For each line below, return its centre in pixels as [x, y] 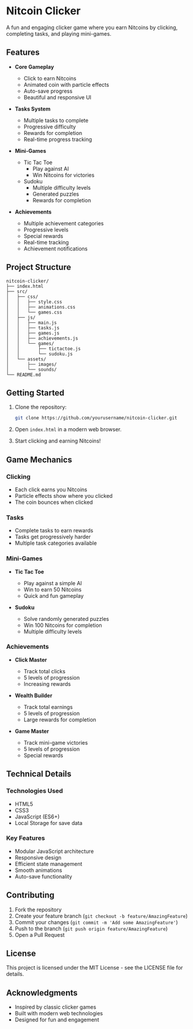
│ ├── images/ [32, 364]
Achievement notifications [56, 249]
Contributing [30, 895]
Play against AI [51, 168]
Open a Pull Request [40, 934]
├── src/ [17, 291]
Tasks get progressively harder [53, 537]
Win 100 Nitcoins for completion [63, 625]
